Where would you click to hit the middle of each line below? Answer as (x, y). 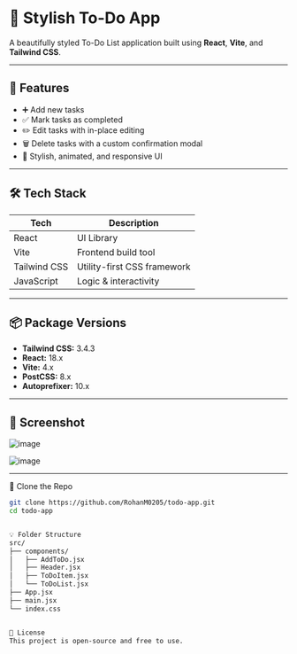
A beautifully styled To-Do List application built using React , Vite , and (136, 43)
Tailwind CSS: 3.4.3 (58, 348)
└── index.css (35, 609)
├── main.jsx (33, 600)
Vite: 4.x (38, 368)
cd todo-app (31, 511)
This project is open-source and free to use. (96, 641)
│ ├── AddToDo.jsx (47, 559)
